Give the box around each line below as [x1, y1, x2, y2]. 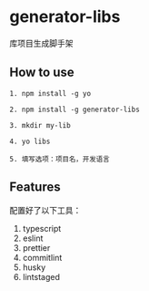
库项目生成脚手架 [9, 37, 74, 48]
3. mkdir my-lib [9, 120, 71, 130]
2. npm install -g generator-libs [9, 105, 141, 114]
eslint [22, 233, 44, 244]
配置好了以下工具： [9, 204, 82, 215]
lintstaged [22, 271, 61, 282]
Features [9, 180, 61, 195]
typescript [22, 223, 62, 234]
